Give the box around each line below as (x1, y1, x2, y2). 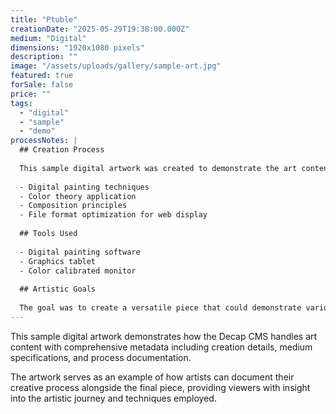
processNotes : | (10, 136, 78, 146)
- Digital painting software (19, 247, 141, 257)
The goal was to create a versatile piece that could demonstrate (19, 303, 302, 313)
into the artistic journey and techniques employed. (10, 392, 217, 404)
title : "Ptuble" (10, 14, 78, 25)
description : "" (10, 52, 78, 62)
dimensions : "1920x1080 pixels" (10, 42, 145, 53)
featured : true (10, 71, 74, 81)
